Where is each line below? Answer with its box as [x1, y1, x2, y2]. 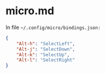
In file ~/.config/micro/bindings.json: [5, 24, 101, 31]
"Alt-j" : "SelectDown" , [16, 46, 76, 52]
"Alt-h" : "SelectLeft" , [16, 40, 76, 47]
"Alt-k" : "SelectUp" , [16, 52, 70, 57]
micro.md [5, 4, 55, 18]
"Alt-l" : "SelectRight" [16, 57, 76, 63]
